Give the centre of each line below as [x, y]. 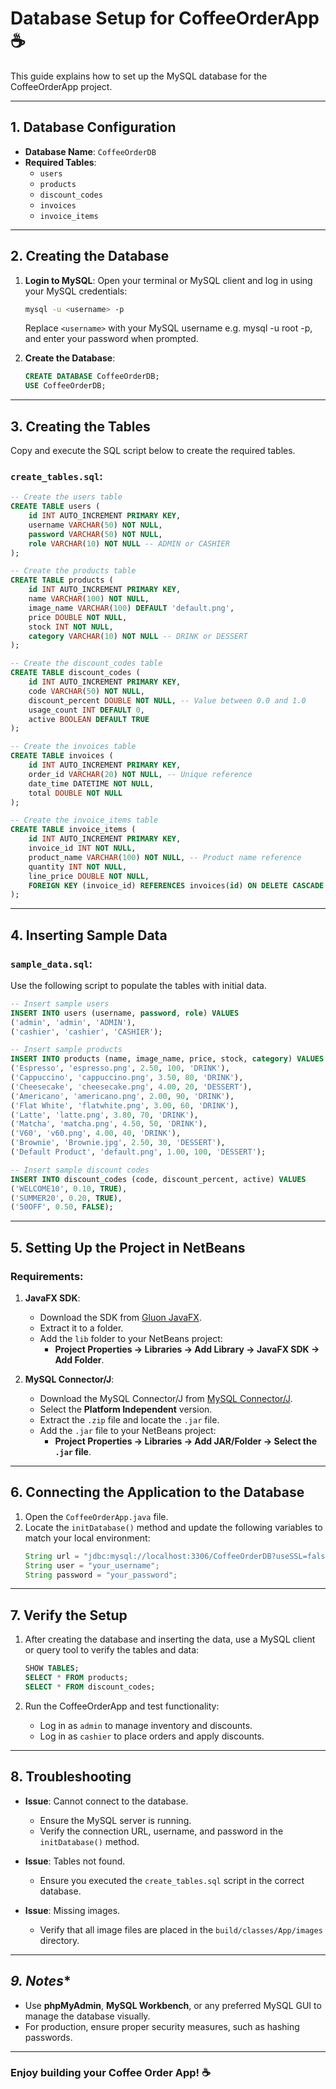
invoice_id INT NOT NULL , [82, 848]
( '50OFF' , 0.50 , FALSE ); [62, 1207]
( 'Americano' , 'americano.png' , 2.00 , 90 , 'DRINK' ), [122, 1096]
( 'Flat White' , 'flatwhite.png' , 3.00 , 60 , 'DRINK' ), [125, 1105]
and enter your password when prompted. [111, 339]
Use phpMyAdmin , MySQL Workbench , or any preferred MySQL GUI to [173, 2005]
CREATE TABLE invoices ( [62, 756]
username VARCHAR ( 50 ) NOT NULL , [95, 525]
